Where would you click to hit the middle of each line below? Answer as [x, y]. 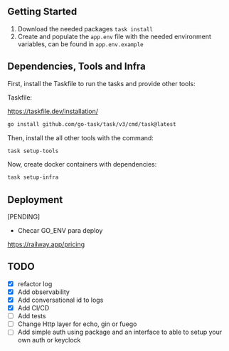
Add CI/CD [33, 308]
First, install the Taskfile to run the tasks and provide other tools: [101, 83]
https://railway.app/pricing [46, 244]
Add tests [32, 316]
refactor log [35, 283]
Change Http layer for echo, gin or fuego [77, 324]
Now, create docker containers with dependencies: [82, 164]
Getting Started [42, 12]
